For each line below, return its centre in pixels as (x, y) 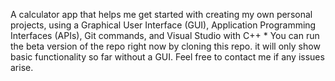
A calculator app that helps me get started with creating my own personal (161, 14)
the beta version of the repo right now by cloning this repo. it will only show (165, 46)
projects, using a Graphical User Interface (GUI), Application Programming (163, 25)
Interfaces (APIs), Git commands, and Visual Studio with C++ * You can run (165, 35)
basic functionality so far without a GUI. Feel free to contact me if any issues (167, 57)
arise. (22, 67)
